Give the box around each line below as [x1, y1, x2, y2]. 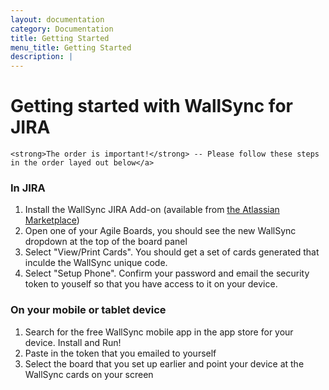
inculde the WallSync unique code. [24, 257, 168, 269]
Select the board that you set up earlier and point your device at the [24, 357, 305, 370]
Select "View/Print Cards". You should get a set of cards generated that [24, 246, 320, 258]
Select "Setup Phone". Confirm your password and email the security [24, 267, 310, 280]
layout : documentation [10, 14, 105, 25]
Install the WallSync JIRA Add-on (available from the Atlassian [24, 204, 280, 216]
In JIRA [10, 181, 46, 195]
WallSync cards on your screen [24, 368, 154, 380]
